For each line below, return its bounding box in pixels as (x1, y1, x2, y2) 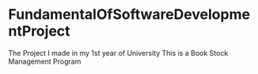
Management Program (8, 57, 82, 66)
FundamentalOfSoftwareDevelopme (8, 6, 251, 24)
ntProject (8, 22, 70, 40)
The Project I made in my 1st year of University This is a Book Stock (8, 48, 229, 57)
